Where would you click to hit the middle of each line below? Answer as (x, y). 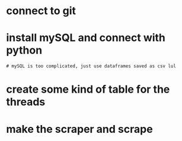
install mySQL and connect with (86, 38)
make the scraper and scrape (79, 129)
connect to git (41, 11)
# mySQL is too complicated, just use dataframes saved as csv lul (91, 66)
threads (26, 102)
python (24, 50)
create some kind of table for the (88, 89)
